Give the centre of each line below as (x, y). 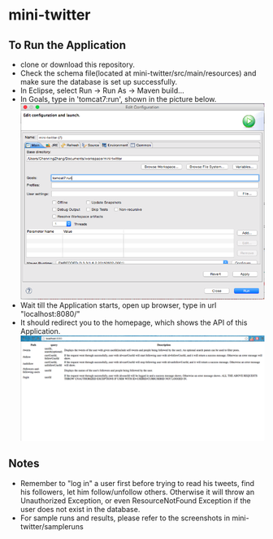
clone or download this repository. (78, 64)
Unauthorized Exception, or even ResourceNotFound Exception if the (135, 500)
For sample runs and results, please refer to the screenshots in (125, 518)
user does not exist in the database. (80, 509)
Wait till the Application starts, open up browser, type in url (118, 305)
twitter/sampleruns (52, 526)
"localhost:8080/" (50, 313)
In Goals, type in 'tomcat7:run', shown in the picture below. (118, 99)
